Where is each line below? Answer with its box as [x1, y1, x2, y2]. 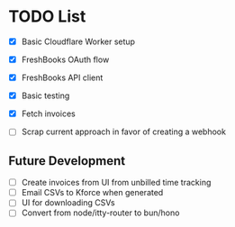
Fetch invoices [21, 108, 76, 119]
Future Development [8, 153, 126, 168]
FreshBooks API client [21, 72, 104, 83]
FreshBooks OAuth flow [21, 54, 110, 65]
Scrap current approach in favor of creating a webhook [21, 126, 227, 137]
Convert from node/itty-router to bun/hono [21, 207, 180, 218]
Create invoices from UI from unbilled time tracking [21, 177, 212, 188]
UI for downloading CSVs [21, 197, 115, 208]
